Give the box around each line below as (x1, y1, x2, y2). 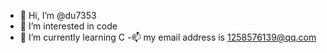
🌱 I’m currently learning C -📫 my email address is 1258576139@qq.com (19, 31, 317, 43)
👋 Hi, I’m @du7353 (19, 10, 97, 21)
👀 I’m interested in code (19, 20, 118, 32)
